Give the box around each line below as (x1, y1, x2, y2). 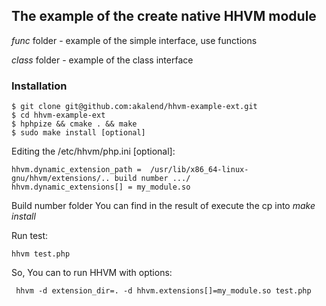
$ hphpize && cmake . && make (11, 119, 138, 129)
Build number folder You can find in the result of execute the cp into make (11, 200, 316, 212)
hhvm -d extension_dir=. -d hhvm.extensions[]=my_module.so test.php (15, 286, 312, 296)
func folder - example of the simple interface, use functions (11, 34, 258, 46)
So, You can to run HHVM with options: (11, 267, 173, 279)
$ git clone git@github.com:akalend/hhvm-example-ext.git (11, 102, 258, 112)
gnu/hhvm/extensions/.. (11, 174, 111, 184)
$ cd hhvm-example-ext (11, 110, 106, 121)
